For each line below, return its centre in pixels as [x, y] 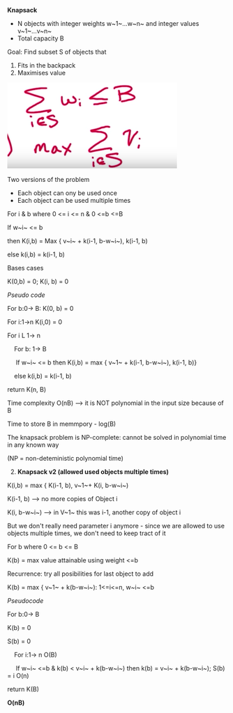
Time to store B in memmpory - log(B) [62, 424]
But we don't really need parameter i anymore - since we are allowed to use [116, 526]
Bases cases [25, 268]
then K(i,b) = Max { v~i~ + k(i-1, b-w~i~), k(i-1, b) [77, 241]
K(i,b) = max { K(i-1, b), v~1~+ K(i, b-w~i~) [68, 485]
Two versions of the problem [48, 179]
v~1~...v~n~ [35, 31]
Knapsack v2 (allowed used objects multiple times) [93, 472]
